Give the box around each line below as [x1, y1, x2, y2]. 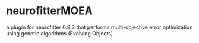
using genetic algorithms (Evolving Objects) [6, 29, 113, 37]
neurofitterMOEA [6, 4, 93, 18]
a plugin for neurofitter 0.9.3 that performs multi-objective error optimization [6, 24, 193, 31]
